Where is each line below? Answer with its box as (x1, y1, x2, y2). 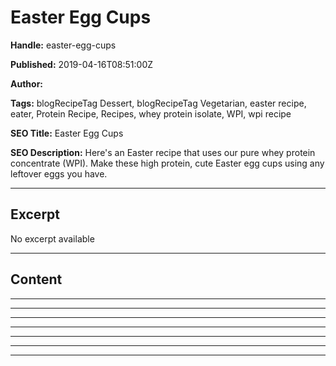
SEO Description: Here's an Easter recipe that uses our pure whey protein (10, 146, 316, 158)
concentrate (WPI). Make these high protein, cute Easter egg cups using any (10, 157, 325, 169)
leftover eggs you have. (10, 167, 108, 180)
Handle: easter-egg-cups (10, 39, 117, 51)
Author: (10, 77, 44, 90)
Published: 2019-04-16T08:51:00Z (10, 58, 154, 70)
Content (10, 271, 63, 288)
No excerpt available (10, 232, 95, 245)
